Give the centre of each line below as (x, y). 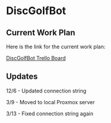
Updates (22, 77)
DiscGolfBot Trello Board (36, 58)
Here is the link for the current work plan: (56, 46)
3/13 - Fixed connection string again (50, 114)
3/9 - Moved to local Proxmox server (51, 102)
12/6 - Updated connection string (46, 91)
